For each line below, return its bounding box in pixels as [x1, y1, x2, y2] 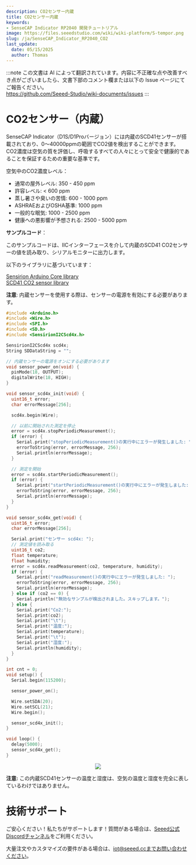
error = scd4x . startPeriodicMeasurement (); [11, 471, 118, 477]
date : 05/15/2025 [11, 47, 54, 53]
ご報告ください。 [6, 83, 47, 91]
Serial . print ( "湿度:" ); [16, 640, 73, 645]
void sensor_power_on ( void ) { [6, 364, 80, 370]
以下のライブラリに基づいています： [6, 261, 93, 268]
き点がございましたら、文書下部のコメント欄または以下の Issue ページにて [6, 76, 185, 83]
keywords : [6, 19, 30, 25]
